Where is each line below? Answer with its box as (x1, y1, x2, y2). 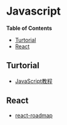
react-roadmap (14, 112, 53, 119)
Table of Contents (6, 24, 53, 32)
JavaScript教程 (14, 77, 53, 85)
